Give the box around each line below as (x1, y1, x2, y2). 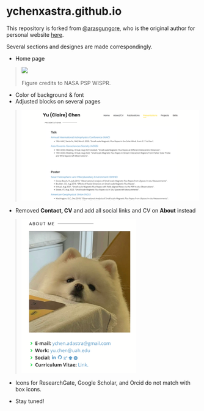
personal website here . (6, 31, 64, 38)
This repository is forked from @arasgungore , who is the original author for (6, 25, 195, 32)
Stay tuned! (15, 398, 45, 405)
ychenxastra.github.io (6, 4, 122, 18)
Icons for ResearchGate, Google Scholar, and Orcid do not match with (15, 379, 191, 386)
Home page (15, 55, 45, 62)
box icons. (15, 386, 42, 393)
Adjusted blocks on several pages (15, 97, 101, 105)
